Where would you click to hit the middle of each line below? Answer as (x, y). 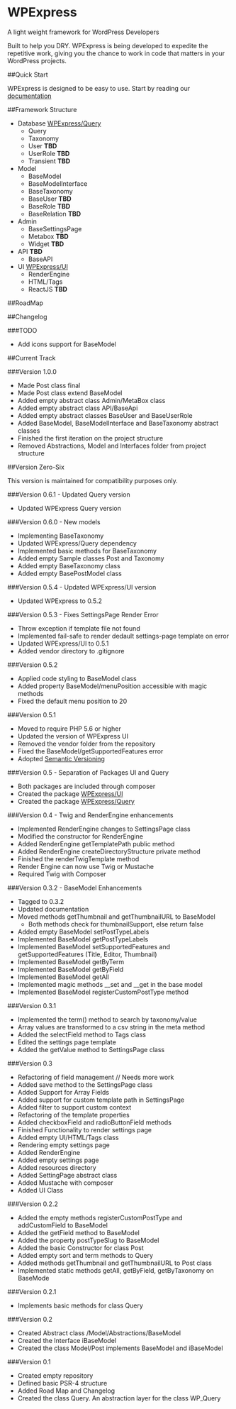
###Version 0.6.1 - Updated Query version (69, 494)
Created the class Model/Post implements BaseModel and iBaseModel (120, 1348)
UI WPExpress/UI (43, 266)
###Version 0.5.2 (33, 665)
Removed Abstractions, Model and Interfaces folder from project (112, 446)
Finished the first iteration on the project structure (90, 438)
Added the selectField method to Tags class (82, 1034)
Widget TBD (46, 244)
